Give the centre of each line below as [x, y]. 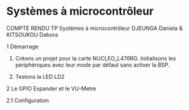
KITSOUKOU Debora [32, 34]
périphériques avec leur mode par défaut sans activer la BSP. [92, 65]
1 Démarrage [22, 46]
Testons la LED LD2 [40, 76]
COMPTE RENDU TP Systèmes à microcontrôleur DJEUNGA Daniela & [94, 28]
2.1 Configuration [28, 100]
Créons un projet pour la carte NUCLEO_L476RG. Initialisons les [95, 58]
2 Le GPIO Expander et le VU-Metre [51, 88]
